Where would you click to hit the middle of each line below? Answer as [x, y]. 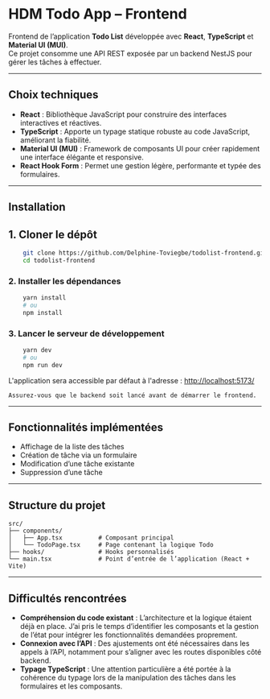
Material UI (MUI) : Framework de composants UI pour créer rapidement [139, 148]
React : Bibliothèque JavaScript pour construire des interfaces [123, 114]
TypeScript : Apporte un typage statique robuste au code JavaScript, [135, 131]
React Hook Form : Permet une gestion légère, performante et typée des [140, 165]
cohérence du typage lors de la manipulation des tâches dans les [128, 677]
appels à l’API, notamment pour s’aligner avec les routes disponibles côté [141, 651]
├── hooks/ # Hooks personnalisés [91, 552]
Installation [37, 207]
